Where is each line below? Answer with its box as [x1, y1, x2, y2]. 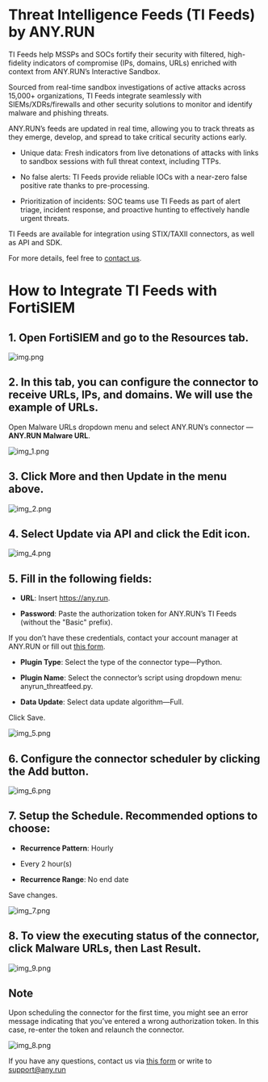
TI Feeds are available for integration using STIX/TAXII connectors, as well [8, 228, 255, 239]
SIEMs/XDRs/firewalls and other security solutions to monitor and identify [8, 99, 253, 109]
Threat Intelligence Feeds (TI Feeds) [8, 6, 256, 24]
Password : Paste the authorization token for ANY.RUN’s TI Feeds [19, 609, 237, 619]
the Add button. [8, 764, 90, 778]
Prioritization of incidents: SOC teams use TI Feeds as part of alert [19, 196, 241, 206]
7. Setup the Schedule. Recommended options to [8, 809, 258, 823]
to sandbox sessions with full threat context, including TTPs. [19, 156, 221, 166]
